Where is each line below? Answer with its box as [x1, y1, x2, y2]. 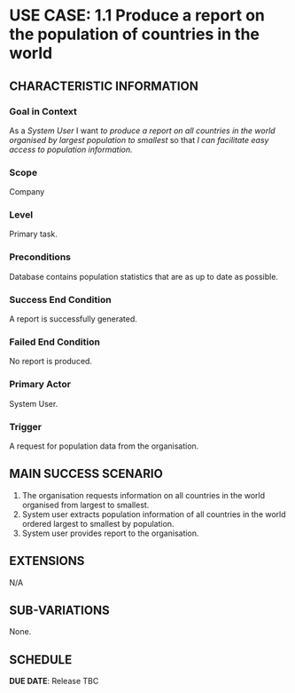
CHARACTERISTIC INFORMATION [9, 78, 199, 93]
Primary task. [9, 228, 58, 240]
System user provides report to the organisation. [21, 528, 199, 538]
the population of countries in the [9, 24, 260, 44]
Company [9, 187, 45, 197]
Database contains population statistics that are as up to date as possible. [9, 271, 279, 282]
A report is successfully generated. [9, 314, 137, 324]
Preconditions [9, 251, 72, 263]
